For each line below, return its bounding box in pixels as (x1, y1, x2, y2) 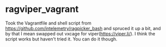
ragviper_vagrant (5, 3, 79, 15)
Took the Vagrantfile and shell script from (5, 20, 92, 26)
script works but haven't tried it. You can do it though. (5, 36, 117, 42)
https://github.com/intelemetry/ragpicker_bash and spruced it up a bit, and (5, 25, 161, 31)
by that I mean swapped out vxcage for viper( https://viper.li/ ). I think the (5, 30, 155, 36)
